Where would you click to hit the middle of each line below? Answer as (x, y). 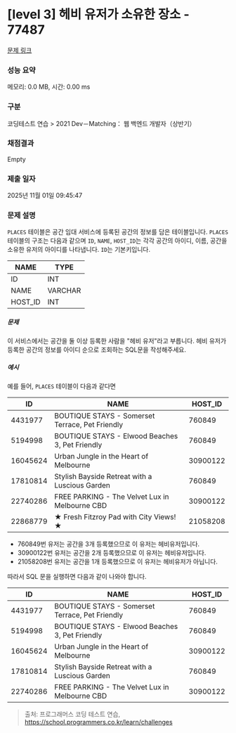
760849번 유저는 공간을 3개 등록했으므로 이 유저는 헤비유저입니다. (109, 544)
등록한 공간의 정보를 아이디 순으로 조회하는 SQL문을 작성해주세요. (97, 350)
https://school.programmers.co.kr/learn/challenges (99, 722)
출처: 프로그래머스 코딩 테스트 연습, (72, 714)
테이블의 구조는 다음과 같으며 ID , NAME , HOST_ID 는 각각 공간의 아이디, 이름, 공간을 (117, 241)
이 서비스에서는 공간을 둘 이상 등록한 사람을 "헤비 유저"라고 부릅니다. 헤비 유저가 (117, 341)
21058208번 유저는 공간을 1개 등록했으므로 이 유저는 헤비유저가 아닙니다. (117, 562)
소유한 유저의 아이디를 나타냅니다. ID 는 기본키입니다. (79, 250)
